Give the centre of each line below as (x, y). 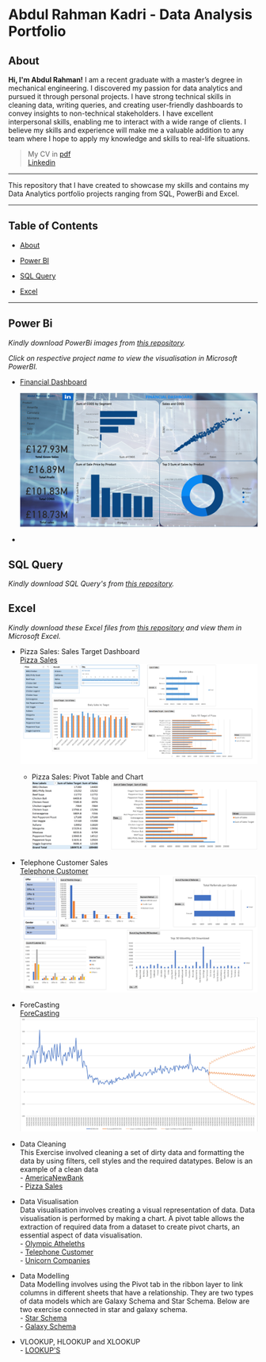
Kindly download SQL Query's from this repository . (91, 583)
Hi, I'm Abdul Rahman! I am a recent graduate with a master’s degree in (125, 80)
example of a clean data (59, 1169)
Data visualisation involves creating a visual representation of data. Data (137, 1210)
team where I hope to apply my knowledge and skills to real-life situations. (129, 139)
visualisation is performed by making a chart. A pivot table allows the (132, 1218)
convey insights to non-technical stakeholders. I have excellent (111, 113)
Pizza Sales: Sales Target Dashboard (80, 651)
